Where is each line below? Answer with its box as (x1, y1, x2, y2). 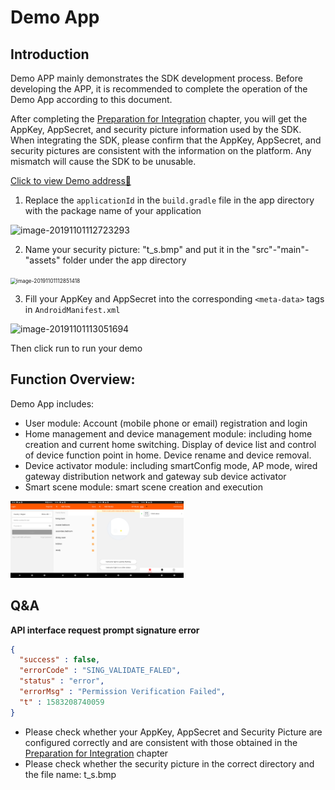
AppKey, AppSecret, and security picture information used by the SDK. (10, 124, 302, 135)
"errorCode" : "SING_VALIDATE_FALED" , (19, 666, 182, 676)
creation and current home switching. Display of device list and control (24, 438, 317, 450)
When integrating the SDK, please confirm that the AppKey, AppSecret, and (10, 134, 322, 146)
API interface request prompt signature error (10, 624, 200, 636)
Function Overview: (10, 371, 136, 388)
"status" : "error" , (19, 676, 105, 686)
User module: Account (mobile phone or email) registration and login (24, 417, 308, 429)
